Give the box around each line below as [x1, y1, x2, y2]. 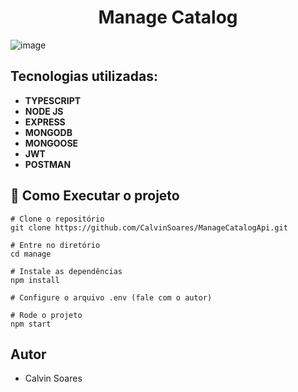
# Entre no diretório [10, 240, 101, 250]
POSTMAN [24, 158, 72, 170]
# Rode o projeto [10, 310, 83, 320]
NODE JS [24, 105, 64, 117]
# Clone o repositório [10, 214, 105, 224]
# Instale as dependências [10, 266, 123, 276]
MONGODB [24, 126, 73, 138]
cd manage [10, 249, 52, 259]
